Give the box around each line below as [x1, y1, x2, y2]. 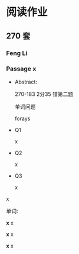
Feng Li [6, 49, 28, 57]
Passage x [6, 65, 37, 73]
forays [14, 115, 31, 122]
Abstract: [14, 78, 37, 85]
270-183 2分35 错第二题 [14, 90, 74, 98]
